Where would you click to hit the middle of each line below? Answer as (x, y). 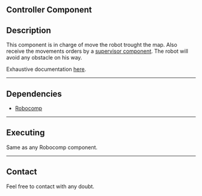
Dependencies (34, 93)
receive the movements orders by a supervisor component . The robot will (97, 51)
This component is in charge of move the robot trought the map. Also (92, 45)
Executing (26, 133)
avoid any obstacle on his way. (44, 58)
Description (29, 30)
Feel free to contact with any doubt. (50, 186)
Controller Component (49, 10)
